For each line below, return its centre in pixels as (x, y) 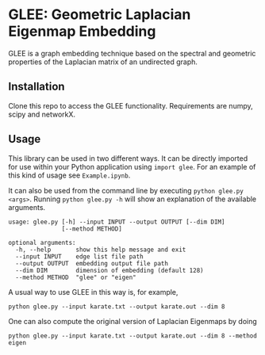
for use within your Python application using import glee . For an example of (132, 166)
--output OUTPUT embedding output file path (92, 263)
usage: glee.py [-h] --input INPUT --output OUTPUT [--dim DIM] (117, 222)
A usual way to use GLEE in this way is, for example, (93, 292)
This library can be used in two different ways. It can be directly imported (128, 158)
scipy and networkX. (42, 114)
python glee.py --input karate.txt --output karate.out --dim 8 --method (133, 336)
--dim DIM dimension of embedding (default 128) (109, 270)
